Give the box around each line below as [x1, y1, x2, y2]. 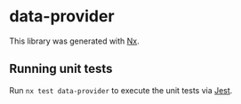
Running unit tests [9, 61, 113, 76]
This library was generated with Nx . [9, 36, 140, 46]
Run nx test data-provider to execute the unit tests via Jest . [9, 84, 233, 95]
